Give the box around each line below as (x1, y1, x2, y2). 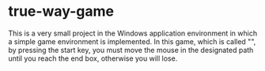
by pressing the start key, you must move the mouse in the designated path (8, 45, 254, 54)
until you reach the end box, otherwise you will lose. (8, 54, 178, 63)
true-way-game (8, 2, 115, 21)
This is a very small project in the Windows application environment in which (8, 28, 258, 38)
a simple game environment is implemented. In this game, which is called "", (8, 36, 256, 46)
